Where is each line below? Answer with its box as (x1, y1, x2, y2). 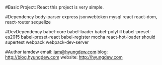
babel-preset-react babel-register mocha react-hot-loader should (20, 34, 156, 40)
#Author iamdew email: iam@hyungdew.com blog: (5, 49, 108, 55)
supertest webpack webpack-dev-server (5, 39, 89, 45)
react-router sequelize (5, 19, 51, 25)
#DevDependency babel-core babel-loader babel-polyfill (5, 29, 122, 34)
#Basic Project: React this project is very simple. (5, 4, 104, 10)
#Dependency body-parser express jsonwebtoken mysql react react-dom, (5, 14, 158, 19)
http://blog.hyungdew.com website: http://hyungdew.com (5, 54, 123, 60)
